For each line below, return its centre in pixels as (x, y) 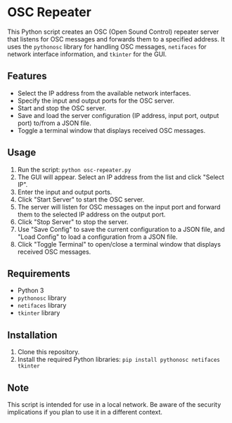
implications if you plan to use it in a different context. (85, 412)
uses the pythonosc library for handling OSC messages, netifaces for (107, 46)
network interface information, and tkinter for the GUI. (87, 54)
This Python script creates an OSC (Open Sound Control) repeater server (113, 32)
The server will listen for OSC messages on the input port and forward (119, 207)
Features (27, 76)
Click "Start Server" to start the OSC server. (81, 199)
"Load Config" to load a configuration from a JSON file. (97, 237)
